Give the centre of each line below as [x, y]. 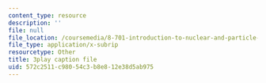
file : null [26, 30]
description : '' [35, 23]
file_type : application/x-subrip [63, 45]
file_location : [33, 38]
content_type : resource [47, 15]
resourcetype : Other [42, 52]
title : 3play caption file [53, 60]
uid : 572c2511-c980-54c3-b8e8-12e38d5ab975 [81, 67]
